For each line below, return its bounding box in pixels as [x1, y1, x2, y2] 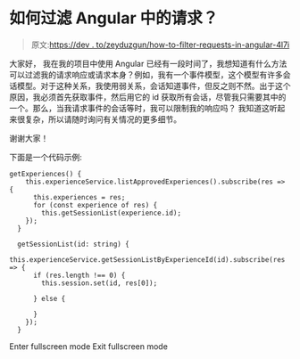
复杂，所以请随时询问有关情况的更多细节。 [24, 113, 181, 125]
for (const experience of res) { [32, 200, 158, 209]
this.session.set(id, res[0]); [41, 278, 158, 288]
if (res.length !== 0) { [32, 271, 126, 280]
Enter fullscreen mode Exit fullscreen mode [9, 340, 168, 352]
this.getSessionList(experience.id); [41, 208, 181, 217]
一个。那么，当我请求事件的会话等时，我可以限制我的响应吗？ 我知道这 [9, 102, 270, 113]
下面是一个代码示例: [9, 151, 83, 162]
